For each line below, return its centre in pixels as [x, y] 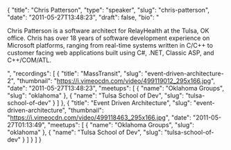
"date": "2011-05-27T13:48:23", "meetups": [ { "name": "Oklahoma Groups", [115, 88]
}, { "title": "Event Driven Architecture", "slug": [126, 103]
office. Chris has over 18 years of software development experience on [109, 38]
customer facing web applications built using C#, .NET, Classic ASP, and [111, 53]
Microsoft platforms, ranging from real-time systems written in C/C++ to [110, 45]
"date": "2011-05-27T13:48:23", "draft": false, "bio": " [83, 17]
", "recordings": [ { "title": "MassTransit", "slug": [75, 73]
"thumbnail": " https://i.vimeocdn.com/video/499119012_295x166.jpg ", [116, 81]
